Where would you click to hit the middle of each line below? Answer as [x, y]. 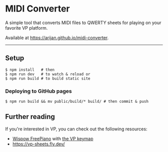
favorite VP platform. [26, 28]
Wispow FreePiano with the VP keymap [53, 138]
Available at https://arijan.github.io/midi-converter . [57, 38]
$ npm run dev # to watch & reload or [48, 74]
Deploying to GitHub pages [39, 91]
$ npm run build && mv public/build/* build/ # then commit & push [77, 102]
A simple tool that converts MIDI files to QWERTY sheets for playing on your [83, 23]
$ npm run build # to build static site [48, 78]
